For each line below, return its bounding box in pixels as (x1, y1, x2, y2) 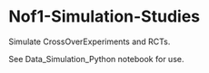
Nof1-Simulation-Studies (8, 6, 201, 27)
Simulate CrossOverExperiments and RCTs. (8, 36, 171, 47)
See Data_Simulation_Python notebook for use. (8, 53, 184, 64)
